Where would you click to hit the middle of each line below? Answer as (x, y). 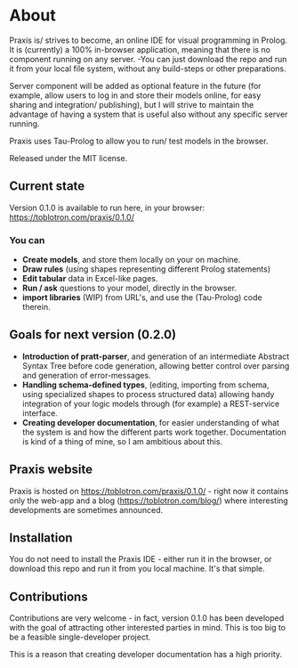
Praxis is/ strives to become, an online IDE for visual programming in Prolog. (148, 40)
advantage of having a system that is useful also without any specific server (149, 114)
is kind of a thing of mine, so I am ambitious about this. (122, 441)
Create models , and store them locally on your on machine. (131, 260)
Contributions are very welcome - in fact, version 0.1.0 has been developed (147, 618)
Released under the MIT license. (68, 158)
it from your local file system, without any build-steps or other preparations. (148, 69)
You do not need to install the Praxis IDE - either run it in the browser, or (141, 559)
